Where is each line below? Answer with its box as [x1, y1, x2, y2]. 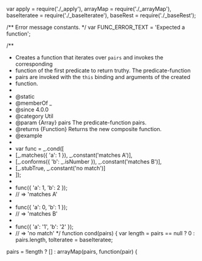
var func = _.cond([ [15, 145, 64, 152]
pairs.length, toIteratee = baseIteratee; [15, 236, 113, 243]
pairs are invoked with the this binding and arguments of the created [15, 74, 190, 80]
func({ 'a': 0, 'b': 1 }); [15, 203, 68, 211]
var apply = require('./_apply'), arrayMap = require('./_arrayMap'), [6, 6, 172, 12]
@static [15, 93, 35, 100]
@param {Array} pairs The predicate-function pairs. [15, 119, 147, 126]
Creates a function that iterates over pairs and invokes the [15, 54, 164, 61]
